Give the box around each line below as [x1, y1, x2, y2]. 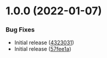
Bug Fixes [5, 26, 35, 34]
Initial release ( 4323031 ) [14, 39, 74, 46]
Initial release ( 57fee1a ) [14, 45, 72, 53]
